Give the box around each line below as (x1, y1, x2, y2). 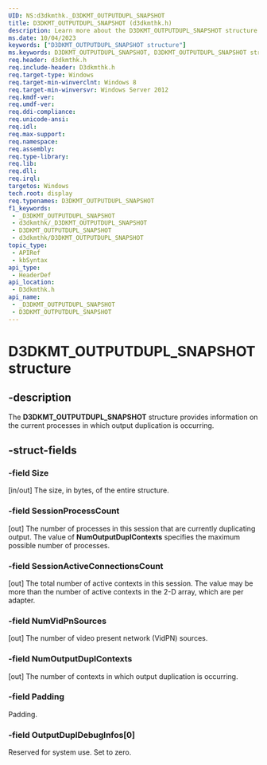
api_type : (8, 264, 41, 272)
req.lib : (8, 160, 37, 168)
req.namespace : (8, 137, 59, 146)
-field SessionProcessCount (8, 505, 120, 516)
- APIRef (11, 249, 41, 257)
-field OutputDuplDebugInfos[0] (8, 729, 136, 740)
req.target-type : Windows (8, 71, 94, 79)
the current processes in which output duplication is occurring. (8, 420, 215, 430)
